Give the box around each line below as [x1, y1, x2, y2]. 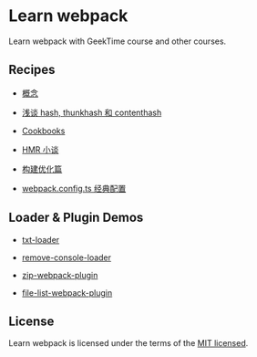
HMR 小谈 [21, 143, 59, 155]
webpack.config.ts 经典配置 [21, 183, 127, 194]
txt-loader [21, 234, 60, 245]
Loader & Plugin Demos [8, 210, 144, 226]
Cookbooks [21, 125, 66, 136]
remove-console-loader [21, 252, 111, 263]
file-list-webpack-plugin [21, 287, 113, 298]
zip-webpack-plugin [21, 269, 98, 280]
